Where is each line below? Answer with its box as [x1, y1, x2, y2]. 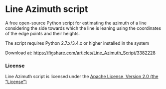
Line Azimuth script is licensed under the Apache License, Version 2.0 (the [5, 74, 159, 80]
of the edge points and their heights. [5, 30, 80, 36]
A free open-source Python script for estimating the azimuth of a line [5, 20, 147, 26]
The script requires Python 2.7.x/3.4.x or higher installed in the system [5, 40, 150, 46]
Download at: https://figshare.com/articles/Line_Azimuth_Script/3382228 [5, 50, 156, 56]
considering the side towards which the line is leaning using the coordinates [5, 25, 161, 31]
